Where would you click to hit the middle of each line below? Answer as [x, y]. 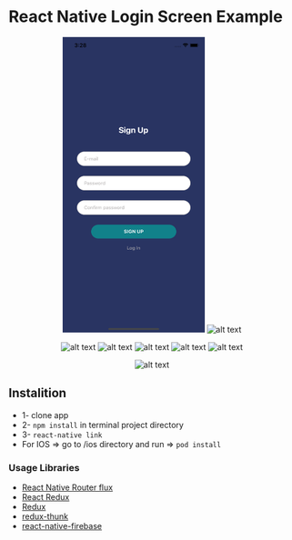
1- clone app [45, 415]
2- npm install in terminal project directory [102, 425]
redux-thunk [45, 516]
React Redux [45, 497]
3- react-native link [62, 435]
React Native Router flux [67, 487]
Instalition [38, 393]
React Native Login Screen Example [146, 17]
